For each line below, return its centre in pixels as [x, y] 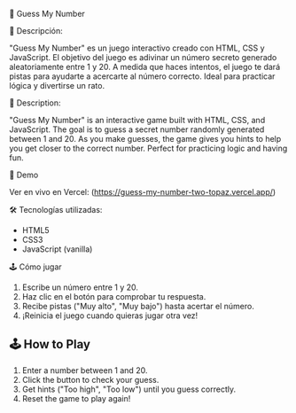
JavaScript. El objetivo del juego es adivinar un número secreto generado [143, 57]
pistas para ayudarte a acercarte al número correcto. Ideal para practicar [142, 76]
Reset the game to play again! [76, 398]
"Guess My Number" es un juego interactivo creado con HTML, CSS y [137, 48]
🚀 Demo [24, 175]
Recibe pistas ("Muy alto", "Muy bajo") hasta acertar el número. [138, 306]
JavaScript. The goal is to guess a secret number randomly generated [137, 129]
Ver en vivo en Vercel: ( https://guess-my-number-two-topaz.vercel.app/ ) [143, 192]
